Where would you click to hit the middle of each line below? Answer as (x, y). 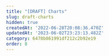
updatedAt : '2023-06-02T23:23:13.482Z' (55, 33)
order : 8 (17, 44)
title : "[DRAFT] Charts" (37, 11)
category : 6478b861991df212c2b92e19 (51, 38)
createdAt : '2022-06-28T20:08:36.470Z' (55, 28)
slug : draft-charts (30, 17)
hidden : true (22, 22)
